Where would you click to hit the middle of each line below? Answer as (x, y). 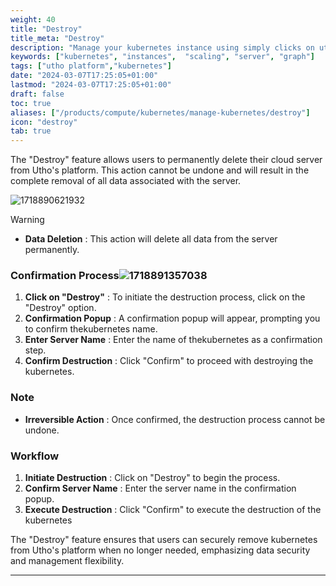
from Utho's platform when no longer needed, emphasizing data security (160, 550)
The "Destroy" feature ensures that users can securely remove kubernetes (164, 540)
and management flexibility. (67, 561)
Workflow (35, 456)
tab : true (31, 131)
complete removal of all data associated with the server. (126, 181)
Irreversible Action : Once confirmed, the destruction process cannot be (175, 419)
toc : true (31, 103)
